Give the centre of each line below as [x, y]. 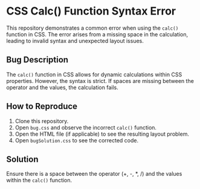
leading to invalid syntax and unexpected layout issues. [75, 41]
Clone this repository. [42, 121]
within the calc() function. [39, 181]
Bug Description [37, 60]
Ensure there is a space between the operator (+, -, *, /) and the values [94, 174]
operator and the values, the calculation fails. [63, 87]
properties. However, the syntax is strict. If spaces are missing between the [100, 81]
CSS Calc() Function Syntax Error [91, 11]
